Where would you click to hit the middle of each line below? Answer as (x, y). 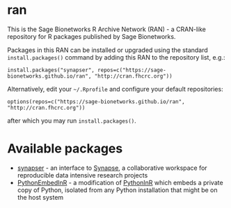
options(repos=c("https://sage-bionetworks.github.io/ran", (96, 102)
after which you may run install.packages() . (72, 121)
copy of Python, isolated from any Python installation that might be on (117, 190)
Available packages (65, 149)
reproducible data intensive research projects (82, 175)
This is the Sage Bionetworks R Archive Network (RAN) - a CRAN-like (107, 29)
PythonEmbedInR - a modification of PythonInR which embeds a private (120, 182)
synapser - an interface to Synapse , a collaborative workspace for (112, 168)
